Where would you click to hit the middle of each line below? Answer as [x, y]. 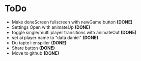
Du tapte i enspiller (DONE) [39, 42]
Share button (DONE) [33, 48]
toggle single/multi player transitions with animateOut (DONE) [74, 32]
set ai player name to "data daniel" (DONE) [55, 38]
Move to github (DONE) [35, 53]
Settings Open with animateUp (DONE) [51, 27]
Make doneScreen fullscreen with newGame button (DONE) [72, 22]
